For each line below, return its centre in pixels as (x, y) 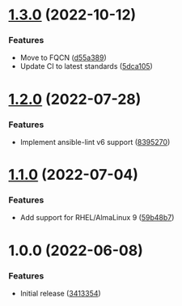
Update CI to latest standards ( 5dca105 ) (87, 66)
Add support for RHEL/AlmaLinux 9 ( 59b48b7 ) (97, 218)
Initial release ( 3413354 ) (60, 293)
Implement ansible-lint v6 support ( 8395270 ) (95, 142)
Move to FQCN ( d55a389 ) (63, 57)
